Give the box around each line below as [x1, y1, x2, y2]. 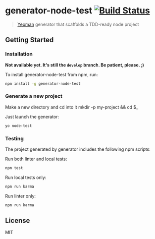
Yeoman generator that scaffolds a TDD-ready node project [17, 21, 139, 27]
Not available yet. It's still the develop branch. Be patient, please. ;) [5, 62, 145, 68]
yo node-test [5, 123, 32, 128]
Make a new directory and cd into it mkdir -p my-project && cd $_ [5, 104, 139, 110]
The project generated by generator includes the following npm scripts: [5, 146, 151, 152]
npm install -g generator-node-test [5, 81, 81, 86]
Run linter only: [5, 193, 36, 199]
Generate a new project [5, 93, 63, 100]
